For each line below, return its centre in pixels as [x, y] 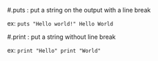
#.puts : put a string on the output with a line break [79, 10]
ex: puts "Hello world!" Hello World [60, 23]
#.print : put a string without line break [61, 37]
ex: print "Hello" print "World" [54, 50]
